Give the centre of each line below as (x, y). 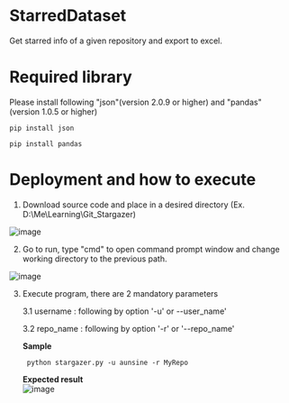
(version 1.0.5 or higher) (54, 111)
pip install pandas (46, 144)
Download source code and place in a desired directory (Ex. (134, 205)
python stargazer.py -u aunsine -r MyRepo (108, 362)
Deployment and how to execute (133, 180)
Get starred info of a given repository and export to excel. (116, 41)
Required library (71, 77)
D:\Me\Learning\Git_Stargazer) (79, 214)
